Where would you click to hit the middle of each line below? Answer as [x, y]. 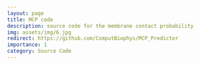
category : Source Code [39, 51]
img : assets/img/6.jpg [39, 32]
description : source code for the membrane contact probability [100, 26]
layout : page [26, 13]
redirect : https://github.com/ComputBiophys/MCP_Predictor [93, 39]
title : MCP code [30, 20]
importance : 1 [27, 45]
